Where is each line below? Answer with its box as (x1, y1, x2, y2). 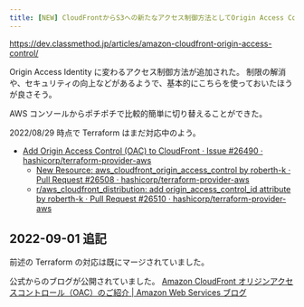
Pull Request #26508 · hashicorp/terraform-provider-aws (35, 173, 251, 185)
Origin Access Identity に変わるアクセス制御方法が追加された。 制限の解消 (9, 66, 287, 77)
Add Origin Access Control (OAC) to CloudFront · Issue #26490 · (22, 145, 263, 156)
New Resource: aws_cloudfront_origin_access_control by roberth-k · (35, 164, 291, 175)
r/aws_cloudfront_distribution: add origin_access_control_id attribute (35, 183, 291, 194)
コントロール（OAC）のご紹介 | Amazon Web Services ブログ (16, 287, 247, 298)
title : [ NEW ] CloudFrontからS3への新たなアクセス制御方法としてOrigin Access (9, 13, 285, 23)
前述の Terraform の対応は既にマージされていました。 (9, 256, 210, 267)
